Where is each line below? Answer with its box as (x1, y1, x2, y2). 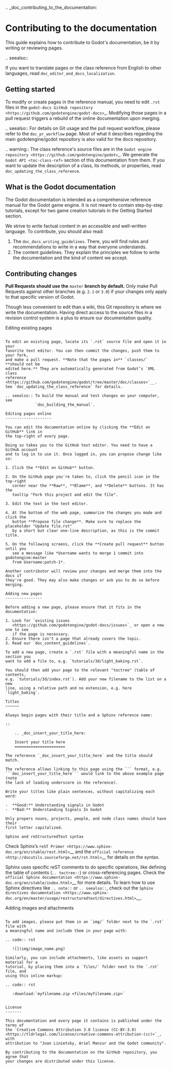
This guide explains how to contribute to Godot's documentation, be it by (5, 39, 160, 45)
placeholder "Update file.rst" (5, 524, 72, 529)
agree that (5, 1054, 29, 1060)
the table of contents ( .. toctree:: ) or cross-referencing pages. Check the (5, 869, 165, 876)
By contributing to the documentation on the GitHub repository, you (5, 1050, 158, 1055)
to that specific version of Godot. (5, 294, 75, 300)
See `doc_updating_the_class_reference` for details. (5, 384, 123, 390)
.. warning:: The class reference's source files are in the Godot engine (5, 146, 152, 152)
